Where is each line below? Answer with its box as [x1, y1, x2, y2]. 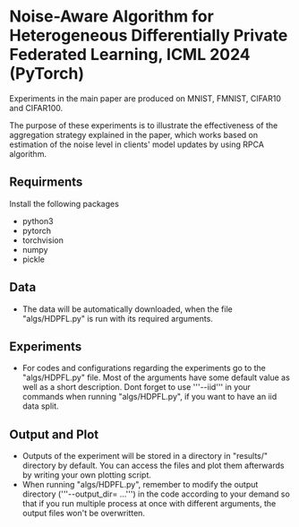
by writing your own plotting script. [21, 470, 152, 480]
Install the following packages [9, 198, 119, 209]
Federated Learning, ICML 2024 [9, 45, 251, 65]
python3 [21, 215, 54, 226]
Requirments [9, 175, 83, 190]
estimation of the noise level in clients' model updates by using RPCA [9, 139, 264, 150]
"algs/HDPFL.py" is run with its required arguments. [21, 313, 213, 324]
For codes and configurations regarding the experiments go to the [21, 363, 267, 374]
